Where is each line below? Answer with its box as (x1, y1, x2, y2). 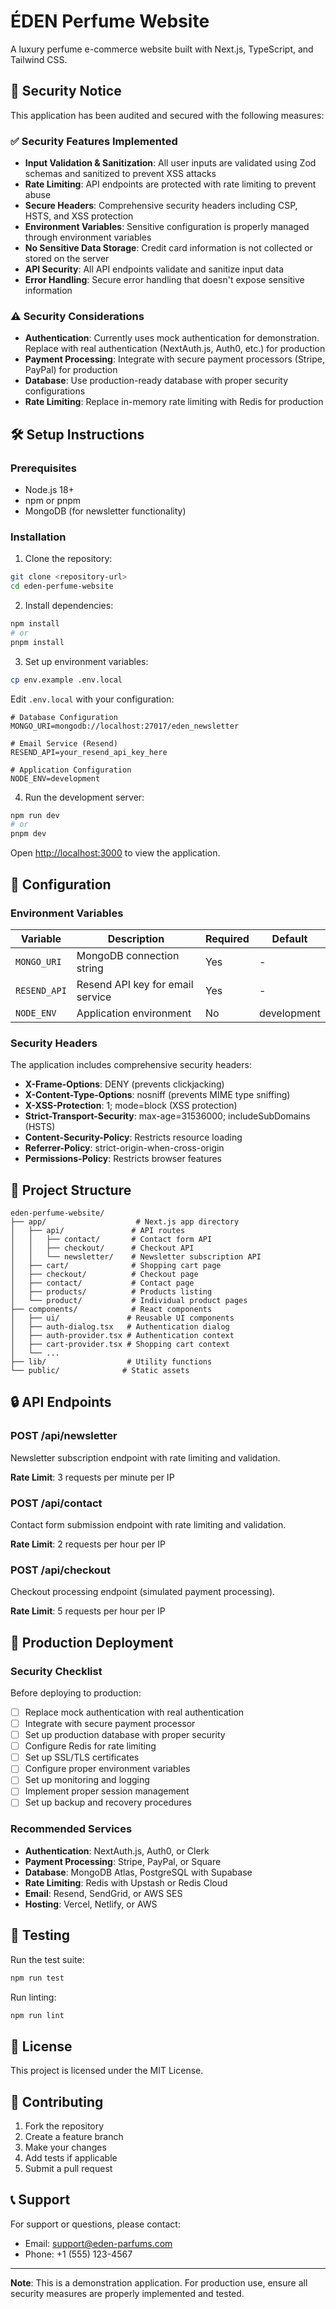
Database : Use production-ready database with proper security (24, 375, 289, 387)
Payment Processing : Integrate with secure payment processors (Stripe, (24, 353, 326, 365)
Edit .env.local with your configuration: (10, 693, 175, 705)
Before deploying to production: (10, 1686, 142, 1699)
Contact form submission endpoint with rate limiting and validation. (10, 1518, 287, 1530)
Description (107, 931, 165, 945)
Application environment (76, 1006, 192, 1020)
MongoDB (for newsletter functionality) (24, 505, 187, 517)
